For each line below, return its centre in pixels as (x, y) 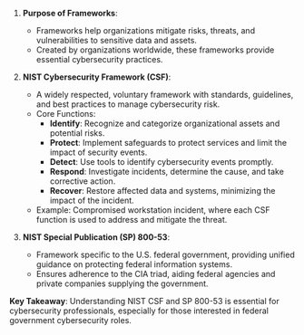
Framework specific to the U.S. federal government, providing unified (165, 254)
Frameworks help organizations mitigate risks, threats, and (146, 30)
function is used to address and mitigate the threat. (132, 220)
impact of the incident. (92, 200)
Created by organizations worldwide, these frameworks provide (155, 50)
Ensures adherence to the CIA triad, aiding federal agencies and (156, 274)
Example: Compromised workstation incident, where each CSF (153, 210)
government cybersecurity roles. (70, 320)
